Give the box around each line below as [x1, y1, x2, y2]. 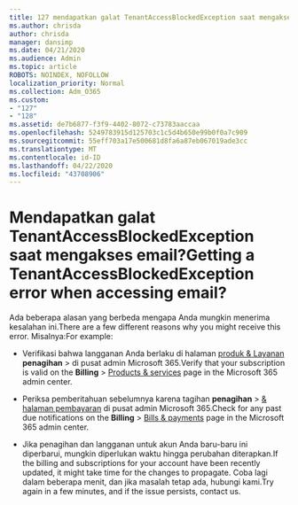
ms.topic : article [9, 63, 77, 72]
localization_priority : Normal [9, 79, 125, 88]
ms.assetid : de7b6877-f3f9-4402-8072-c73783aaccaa [9, 120, 200, 129]
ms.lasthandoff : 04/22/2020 [9, 161, 114, 170]
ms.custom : [9, 95, 50, 105]
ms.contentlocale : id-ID [9, 152, 101, 162]
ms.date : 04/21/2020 [9, 46, 86, 55]
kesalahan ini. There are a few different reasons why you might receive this [9, 322, 281, 332]
